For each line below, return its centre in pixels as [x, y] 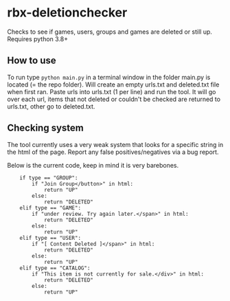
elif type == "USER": [50, 238]
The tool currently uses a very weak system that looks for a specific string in [115, 144]
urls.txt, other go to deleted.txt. [51, 106]
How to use [32, 61]
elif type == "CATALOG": [55, 268]
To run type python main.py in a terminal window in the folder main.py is [109, 77]
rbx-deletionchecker [67, 13]
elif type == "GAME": [50, 208]
